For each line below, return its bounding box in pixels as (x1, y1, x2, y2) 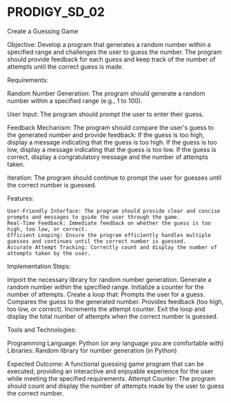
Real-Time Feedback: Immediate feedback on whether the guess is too (7, 219, 212, 227)
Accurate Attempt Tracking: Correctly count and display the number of (7, 243, 217, 251)
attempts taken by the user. (7, 250, 91, 256)
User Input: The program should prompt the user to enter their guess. (7, 110, 205, 118)
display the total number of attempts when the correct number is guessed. (7, 312, 219, 320)
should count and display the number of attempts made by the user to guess (7, 382, 225, 390)
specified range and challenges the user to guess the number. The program (7, 48, 222, 56)
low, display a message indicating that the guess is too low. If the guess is (7, 145, 217, 153)
